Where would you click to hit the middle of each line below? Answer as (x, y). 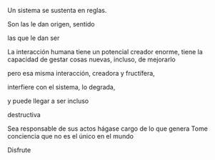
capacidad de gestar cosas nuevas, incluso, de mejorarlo (92, 59)
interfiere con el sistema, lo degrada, (61, 87)
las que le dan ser (34, 38)
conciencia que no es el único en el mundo (71, 136)
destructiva (24, 115)
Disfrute (19, 150)
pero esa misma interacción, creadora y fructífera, (81, 73)
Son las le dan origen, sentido (51, 24)
